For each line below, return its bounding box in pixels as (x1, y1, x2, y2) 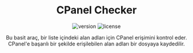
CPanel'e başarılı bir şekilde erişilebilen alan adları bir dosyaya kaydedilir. (8, 40, 185, 47)
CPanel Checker (56, 3, 137, 17)
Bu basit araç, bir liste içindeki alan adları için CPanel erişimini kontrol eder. (5, 34, 188, 41)
